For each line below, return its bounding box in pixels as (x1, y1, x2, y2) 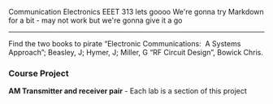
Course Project (8, 67, 69, 79)
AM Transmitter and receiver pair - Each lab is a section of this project (8, 86, 248, 96)
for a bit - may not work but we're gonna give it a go (8, 15, 183, 25)
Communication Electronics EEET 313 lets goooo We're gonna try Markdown (8, 7, 264, 16)
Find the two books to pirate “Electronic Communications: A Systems (8, 39, 241, 48)
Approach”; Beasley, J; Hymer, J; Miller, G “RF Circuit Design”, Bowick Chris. (8, 48, 264, 57)
